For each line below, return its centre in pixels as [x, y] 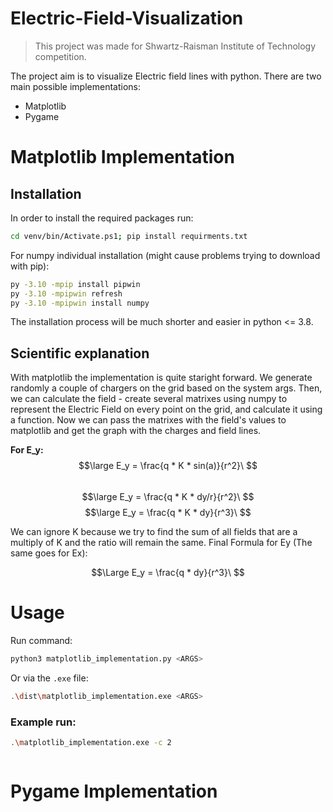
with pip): [30, 266]
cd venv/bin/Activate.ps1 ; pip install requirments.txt [129, 236]
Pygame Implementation [114, 791]
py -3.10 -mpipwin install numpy [80, 303]
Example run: [43, 722]
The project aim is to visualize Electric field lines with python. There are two [166, 76]
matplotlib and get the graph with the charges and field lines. [136, 431]
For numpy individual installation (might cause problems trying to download [165, 255]
